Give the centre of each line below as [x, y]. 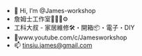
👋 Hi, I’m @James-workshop [55, 11]
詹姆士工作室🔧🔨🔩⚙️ [41, 19]
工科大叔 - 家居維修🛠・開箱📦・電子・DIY [74, 27]
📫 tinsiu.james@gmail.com [53, 45]
